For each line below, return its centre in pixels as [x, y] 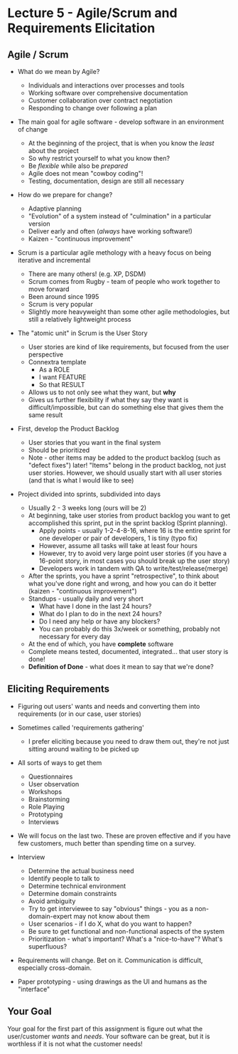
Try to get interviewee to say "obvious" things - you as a [111, 908]
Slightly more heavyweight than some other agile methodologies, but [129, 312]
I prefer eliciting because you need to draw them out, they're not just [129, 741]
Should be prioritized [59, 450]
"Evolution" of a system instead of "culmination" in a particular [120, 216]
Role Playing [47, 806]
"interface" [34, 989]
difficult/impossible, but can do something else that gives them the [126, 407]
